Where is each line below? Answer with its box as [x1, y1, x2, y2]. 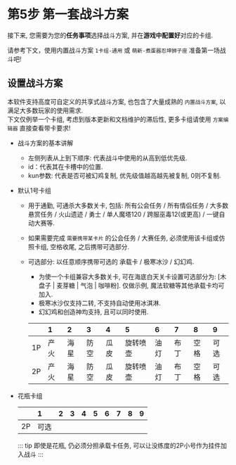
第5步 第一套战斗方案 [7, 6, 129, 23]
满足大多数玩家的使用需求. [7, 106, 84, 115]
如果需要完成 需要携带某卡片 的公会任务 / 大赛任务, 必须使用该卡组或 [27, 234, 219, 242]
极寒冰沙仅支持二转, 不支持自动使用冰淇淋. [38, 298, 162, 307]
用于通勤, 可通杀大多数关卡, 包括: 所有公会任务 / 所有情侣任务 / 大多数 [27, 201, 229, 210]
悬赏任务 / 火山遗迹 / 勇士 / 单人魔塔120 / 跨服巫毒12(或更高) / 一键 [27, 210, 219, 218]
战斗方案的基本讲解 [17, 139, 74, 147]
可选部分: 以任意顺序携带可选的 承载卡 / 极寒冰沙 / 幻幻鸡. [27, 257, 195, 266]
